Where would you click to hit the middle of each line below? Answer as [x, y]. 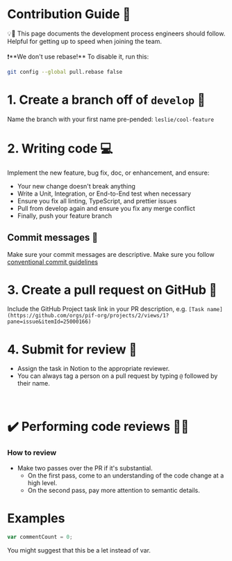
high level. [42, 482]
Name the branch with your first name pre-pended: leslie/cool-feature [110, 119]
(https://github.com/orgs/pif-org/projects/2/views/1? [88, 316]
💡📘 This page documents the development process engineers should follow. [116, 33]
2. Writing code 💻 [60, 148]
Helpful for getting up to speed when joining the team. [84, 41]
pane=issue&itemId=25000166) [49, 322]
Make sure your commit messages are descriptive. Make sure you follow [111, 254]
